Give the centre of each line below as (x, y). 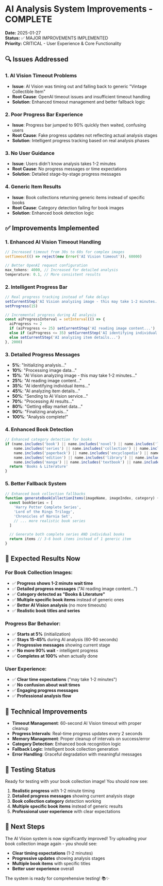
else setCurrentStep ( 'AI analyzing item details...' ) (65, 337)
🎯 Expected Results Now (43, 559)
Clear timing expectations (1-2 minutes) (52, 853)
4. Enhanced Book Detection (39, 429)
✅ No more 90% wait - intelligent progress (55, 650)
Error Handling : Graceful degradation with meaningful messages (77, 754)
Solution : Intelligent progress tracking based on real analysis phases (81, 140)
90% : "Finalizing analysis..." (40, 411)
